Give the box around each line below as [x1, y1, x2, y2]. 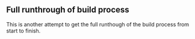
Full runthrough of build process [6, 5, 129, 15]
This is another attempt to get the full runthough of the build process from [6, 20, 190, 28]
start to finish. [6, 27, 41, 34]
